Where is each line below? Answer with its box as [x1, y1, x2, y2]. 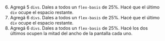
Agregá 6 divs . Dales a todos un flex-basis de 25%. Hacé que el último [10, 15, 160, 20]
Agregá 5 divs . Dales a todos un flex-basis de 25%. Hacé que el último [10, 4, 160, 10]
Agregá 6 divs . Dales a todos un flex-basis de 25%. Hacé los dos [10, 25, 148, 31]
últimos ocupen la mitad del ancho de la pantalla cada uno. [10, 31, 133, 36]
